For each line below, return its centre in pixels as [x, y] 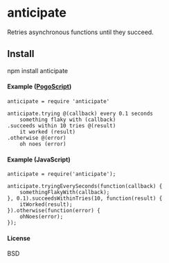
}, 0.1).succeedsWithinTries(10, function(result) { [85, 199]
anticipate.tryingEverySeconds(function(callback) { [85, 186]
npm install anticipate [37, 70]
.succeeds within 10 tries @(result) [62, 126]
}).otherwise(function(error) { [54, 211]
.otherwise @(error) [37, 138]
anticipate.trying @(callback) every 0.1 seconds [80, 113]
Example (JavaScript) [39, 159]
